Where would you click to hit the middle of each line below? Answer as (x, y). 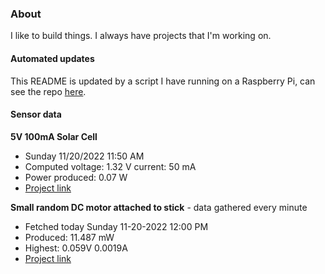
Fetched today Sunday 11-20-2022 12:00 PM (116, 226)
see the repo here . (48, 91)
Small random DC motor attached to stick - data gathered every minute (159, 207)
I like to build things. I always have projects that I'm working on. (141, 36)
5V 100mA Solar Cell (54, 136)
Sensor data (36, 114)
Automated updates (52, 58)
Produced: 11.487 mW (69, 237)
